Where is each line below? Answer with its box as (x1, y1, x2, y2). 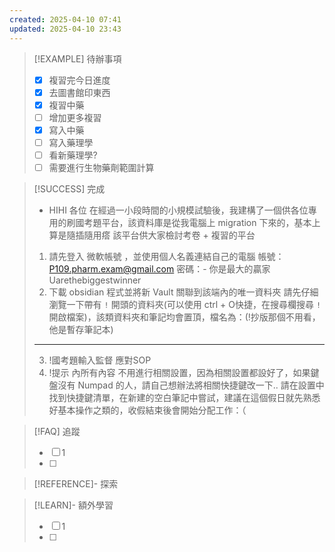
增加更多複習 (48, 111, 102, 123)
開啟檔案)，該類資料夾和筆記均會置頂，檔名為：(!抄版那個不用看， (48, 311, 321, 323)
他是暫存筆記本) (48, 324, 114, 335)
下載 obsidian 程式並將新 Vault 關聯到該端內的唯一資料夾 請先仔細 (48, 286, 319, 298)
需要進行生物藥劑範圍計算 (48, 161, 155, 173)
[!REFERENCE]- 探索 (33, 478, 119, 490)
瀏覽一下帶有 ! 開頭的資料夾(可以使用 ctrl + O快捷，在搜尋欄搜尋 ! (48, 299, 322, 310)
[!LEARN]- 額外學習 (33, 499, 114, 511)
